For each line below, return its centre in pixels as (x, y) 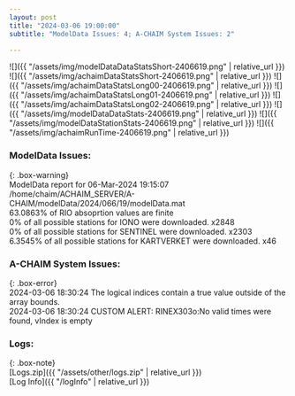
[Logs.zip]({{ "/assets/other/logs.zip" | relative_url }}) (106, 372)
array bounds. (34, 301)
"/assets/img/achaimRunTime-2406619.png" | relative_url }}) (119, 133)
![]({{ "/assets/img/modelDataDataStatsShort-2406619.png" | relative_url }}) (147, 66)
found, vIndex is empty (51, 321)
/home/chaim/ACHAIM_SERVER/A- (72, 194)
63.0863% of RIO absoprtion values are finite (91, 213)
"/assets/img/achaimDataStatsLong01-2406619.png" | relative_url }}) (146, 95)
